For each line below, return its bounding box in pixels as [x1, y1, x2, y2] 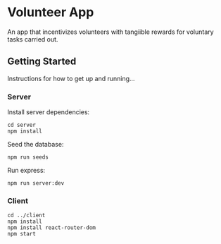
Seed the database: [7, 140, 64, 149]
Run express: [7, 166, 46, 175]
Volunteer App [7, 4, 94, 20]
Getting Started [7, 56, 77, 68]
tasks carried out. [7, 35, 58, 43]
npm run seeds [7, 154, 49, 161]
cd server [7, 121, 37, 129]
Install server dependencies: [7, 108, 90, 116]
